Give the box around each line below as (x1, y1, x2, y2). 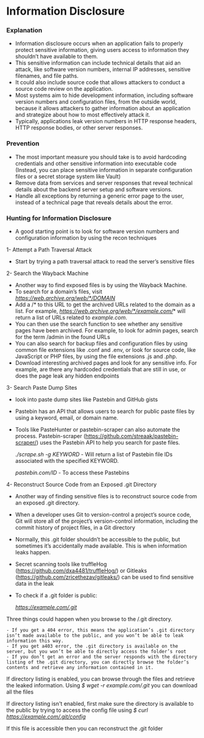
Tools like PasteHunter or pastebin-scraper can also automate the (15, 426, 181, 434)
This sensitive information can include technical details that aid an (15, 59, 181, 66)
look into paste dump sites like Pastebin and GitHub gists (15, 396, 158, 403)
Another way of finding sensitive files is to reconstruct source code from (15, 493, 197, 500)
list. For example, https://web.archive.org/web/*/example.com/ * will (15, 307, 186, 315)
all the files (6, 688, 34, 696)
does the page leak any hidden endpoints (15, 372, 120, 379)
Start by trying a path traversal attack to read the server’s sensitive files (15, 258, 195, 265)
